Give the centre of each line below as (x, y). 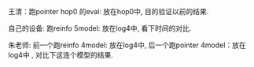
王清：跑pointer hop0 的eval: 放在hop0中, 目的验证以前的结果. (109, 11)
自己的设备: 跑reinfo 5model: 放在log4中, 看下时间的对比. (100, 28)
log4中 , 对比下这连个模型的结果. (61, 55)
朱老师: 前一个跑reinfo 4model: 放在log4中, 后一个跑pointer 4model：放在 (127, 45)
